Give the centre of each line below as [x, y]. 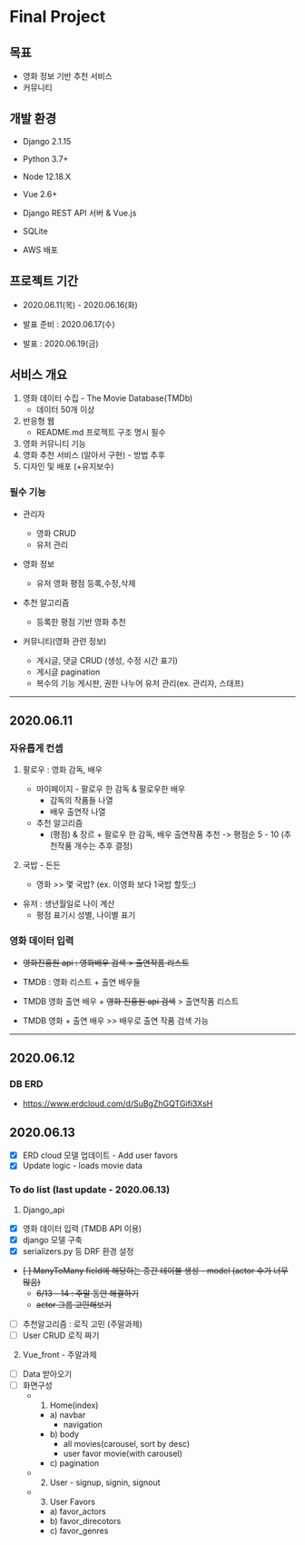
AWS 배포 [40, 249]
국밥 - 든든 [41, 865]
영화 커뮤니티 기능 [54, 444]
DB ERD [26, 1084]
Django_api [44, 1210]
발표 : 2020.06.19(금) [60, 344]
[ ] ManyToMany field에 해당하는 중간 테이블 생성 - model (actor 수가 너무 [155, 1271]
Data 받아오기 [47, 1373]
